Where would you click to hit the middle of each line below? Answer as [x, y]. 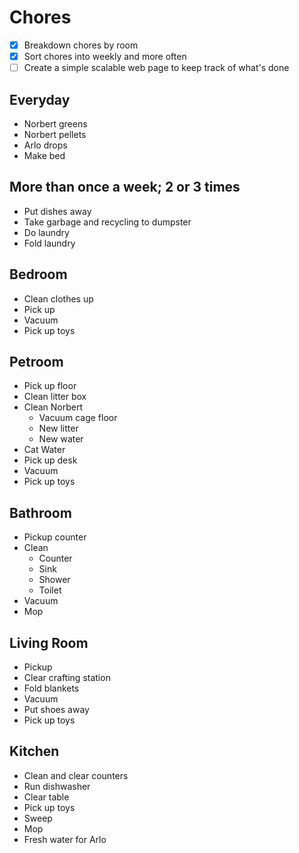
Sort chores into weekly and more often [105, 56]
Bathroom [40, 512]
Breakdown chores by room [81, 45]
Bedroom [38, 274]
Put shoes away [56, 709]
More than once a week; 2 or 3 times [125, 187]
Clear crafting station [67, 677]
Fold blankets [51, 688]
